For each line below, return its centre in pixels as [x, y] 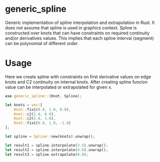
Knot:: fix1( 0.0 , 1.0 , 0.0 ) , [42, 109]
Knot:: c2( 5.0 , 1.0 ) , [35, 118]
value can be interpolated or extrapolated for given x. [59, 87]
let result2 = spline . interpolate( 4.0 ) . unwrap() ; [57, 150]
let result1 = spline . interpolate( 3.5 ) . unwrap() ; [57, 145]
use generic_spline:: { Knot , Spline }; [44, 96]
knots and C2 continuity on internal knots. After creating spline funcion [76, 82]
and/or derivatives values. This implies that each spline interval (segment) [80, 38]
